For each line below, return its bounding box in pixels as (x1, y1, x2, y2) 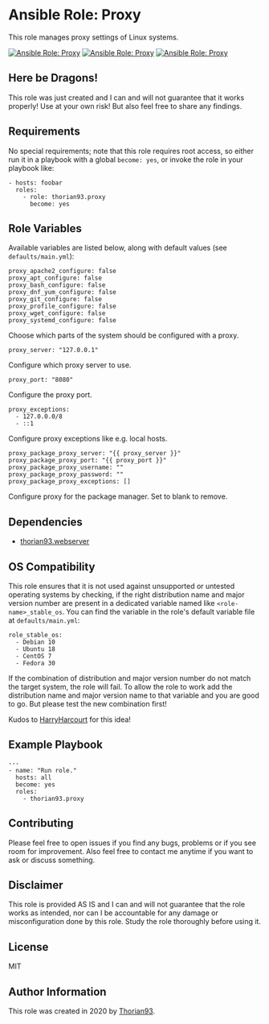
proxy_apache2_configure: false (8, 267, 116, 276)
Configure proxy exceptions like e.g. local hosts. (8, 433, 168, 444)
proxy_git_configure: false (8, 296, 103, 304)
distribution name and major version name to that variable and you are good (8, 690, 259, 700)
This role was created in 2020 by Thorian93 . (8, 1006, 155, 1016)
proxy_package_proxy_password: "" (8, 471, 124, 479)
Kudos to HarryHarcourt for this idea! (8, 715, 131, 724)
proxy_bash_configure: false (8, 281, 106, 289)
